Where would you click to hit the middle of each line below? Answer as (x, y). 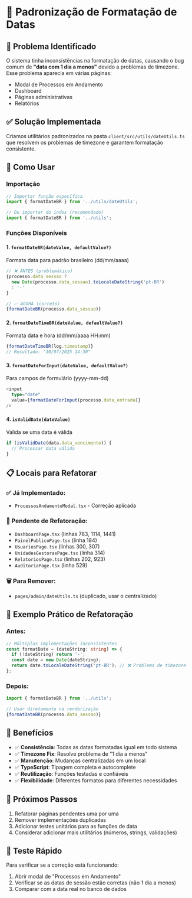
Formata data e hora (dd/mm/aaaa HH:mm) (58, 335)
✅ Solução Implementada (54, 122)
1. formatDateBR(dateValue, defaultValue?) (59, 247)
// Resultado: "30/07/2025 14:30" (49, 352)
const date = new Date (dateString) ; (56, 660)
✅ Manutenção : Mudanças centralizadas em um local (80, 760)
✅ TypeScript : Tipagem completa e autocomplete (75, 767)
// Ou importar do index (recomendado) (55, 213)
